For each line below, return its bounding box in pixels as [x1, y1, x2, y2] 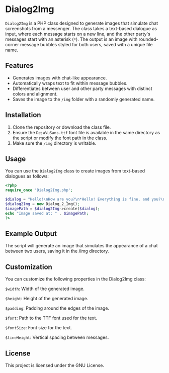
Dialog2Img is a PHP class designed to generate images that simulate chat [5, 20, 158, 26]
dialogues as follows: [5, 173, 49, 179]
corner [5, 41, 19, 47]
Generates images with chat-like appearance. [12, 74, 107, 81]
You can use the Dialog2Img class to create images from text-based [5, 168, 145, 174]
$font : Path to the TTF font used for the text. [5, 315, 97, 321]
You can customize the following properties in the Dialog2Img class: [5, 276, 146, 282]
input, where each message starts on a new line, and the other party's [5, 31, 151, 37]
